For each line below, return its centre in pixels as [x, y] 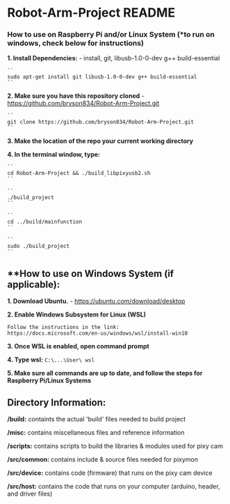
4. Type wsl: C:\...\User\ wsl [51, 360]
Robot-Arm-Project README [91, 13]
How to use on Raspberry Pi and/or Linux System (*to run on [111, 35]
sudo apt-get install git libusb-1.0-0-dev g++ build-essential [102, 77]
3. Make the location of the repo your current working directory [100, 141]
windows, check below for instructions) [76, 43]
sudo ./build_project [39, 246]
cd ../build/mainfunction [44, 222]
